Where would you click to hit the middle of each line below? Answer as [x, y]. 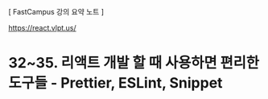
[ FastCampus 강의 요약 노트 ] [56, 12]
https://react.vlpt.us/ [42, 28]
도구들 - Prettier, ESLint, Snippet [115, 83]
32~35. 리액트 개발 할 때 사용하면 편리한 [134, 63]
